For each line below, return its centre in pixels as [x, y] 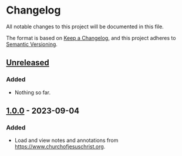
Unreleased [28, 63]
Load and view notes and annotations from [66, 140]
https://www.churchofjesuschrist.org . [60, 147]
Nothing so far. [33, 92]
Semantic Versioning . [32, 44]
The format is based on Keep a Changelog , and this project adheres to [91, 38]
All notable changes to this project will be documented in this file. [85, 26]
